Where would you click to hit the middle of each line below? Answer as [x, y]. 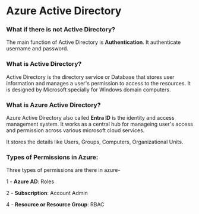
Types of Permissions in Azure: [52, 157]
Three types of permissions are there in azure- [63, 170]
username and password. [37, 49]
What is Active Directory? [44, 64]
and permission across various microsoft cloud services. [75, 130]
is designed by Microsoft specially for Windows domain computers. [89, 90]
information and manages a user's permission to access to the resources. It [99, 83]
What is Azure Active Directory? [53, 105]
